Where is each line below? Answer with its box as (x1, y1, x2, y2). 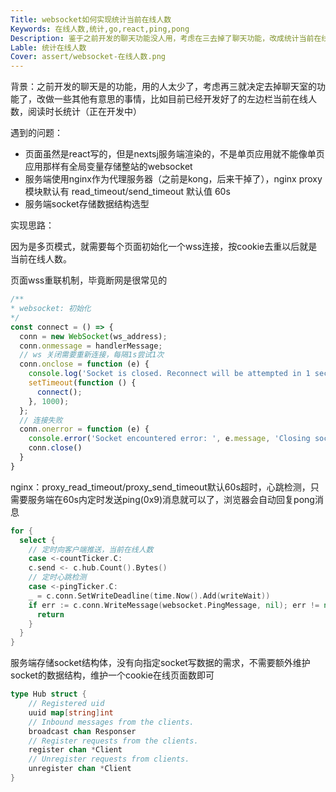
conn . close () (28, 443, 83, 453)
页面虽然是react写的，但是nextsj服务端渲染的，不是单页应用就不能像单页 (24, 148, 325, 160)
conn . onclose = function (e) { (19, 359, 150, 370)
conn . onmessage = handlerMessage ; (19, 341, 163, 351)
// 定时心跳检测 (28, 572, 87, 583)
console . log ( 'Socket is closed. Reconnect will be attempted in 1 (28, 369, 311, 379)
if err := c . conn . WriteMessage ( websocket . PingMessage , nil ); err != (28, 600, 320, 610)
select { (19, 535, 56, 545)
